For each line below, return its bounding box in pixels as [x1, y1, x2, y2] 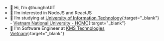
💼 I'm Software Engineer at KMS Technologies [9, 25, 105, 31]
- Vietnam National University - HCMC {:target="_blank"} [9, 20, 126, 26]
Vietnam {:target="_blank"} [9, 31, 65, 36]
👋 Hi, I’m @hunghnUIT [9, 5, 56, 10]
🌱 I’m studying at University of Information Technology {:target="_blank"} [9, 15, 160, 20]
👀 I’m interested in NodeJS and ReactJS [9, 10, 92, 16]
